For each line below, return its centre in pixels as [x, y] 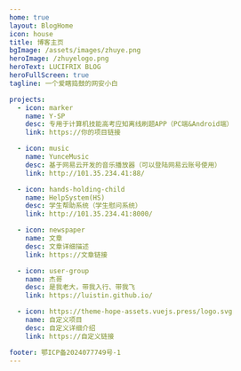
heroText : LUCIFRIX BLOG [55, 67]
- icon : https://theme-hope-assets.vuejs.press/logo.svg [125, 312]
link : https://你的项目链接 [73, 133]
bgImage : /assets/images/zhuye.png [75, 51]
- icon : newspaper [52, 230]
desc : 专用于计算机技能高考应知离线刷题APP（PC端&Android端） [129, 124]
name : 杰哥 [44, 279]
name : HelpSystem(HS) [65, 197]
